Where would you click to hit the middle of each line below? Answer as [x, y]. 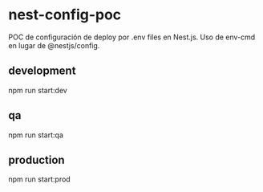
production [37, 159]
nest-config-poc [65, 15]
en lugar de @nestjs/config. [54, 45]
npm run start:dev [38, 90]
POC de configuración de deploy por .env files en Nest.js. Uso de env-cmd [132, 37]
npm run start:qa [36, 135]
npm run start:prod [39, 179]
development [42, 71]
